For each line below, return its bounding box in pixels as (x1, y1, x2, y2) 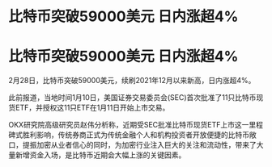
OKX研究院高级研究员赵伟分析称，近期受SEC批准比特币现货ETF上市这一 (8, 120, 249, 130)
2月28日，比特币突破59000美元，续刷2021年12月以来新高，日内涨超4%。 (8, 76, 256, 86)
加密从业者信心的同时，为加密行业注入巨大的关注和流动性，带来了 (36, 140, 257, 150)
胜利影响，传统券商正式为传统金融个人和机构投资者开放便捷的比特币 (22, 130, 249, 140)
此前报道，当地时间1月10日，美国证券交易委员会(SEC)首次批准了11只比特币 (8, 93, 257, 102)
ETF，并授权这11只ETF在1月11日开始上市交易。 (15, 102, 170, 113)
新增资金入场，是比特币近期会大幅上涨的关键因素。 (15, 150, 186, 160)
